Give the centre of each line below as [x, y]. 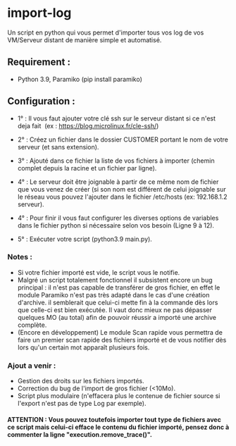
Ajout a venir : [32, 366]
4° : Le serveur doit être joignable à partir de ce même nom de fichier [118, 182]
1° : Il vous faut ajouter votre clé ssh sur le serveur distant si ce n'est [117, 118]
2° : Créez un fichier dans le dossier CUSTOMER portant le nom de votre [123, 140]
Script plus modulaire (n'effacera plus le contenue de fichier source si [119, 396]
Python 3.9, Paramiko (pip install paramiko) [80, 79]
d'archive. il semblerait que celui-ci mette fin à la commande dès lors [118, 302]
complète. [32, 325]
